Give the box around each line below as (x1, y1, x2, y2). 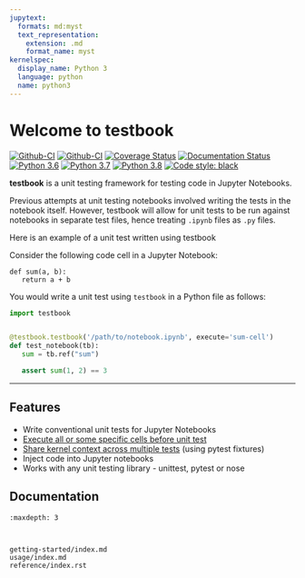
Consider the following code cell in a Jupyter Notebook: (9, 249, 218, 260)
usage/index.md (9, 553, 67, 562)
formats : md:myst (17, 22, 84, 31)
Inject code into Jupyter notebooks (22, 453, 154, 463)
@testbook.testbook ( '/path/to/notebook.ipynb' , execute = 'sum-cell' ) (9, 333, 274, 342)
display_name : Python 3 (17, 65, 107, 74)
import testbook (9, 308, 71, 318)
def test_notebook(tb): (9, 342, 100, 351)
